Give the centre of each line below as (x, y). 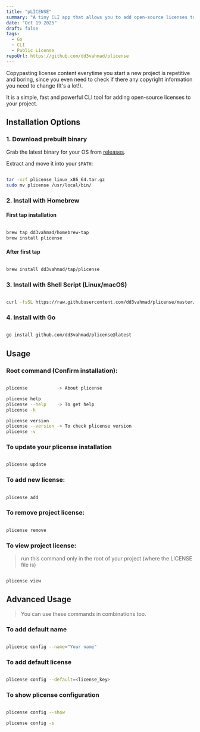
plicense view (24, 581)
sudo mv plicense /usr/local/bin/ (49, 185)
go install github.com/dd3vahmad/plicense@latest (69, 335)
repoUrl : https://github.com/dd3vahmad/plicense (68, 56)
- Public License (33, 51)
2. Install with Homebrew (43, 200)
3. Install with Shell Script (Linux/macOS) (67, 285)
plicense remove (26, 530)
